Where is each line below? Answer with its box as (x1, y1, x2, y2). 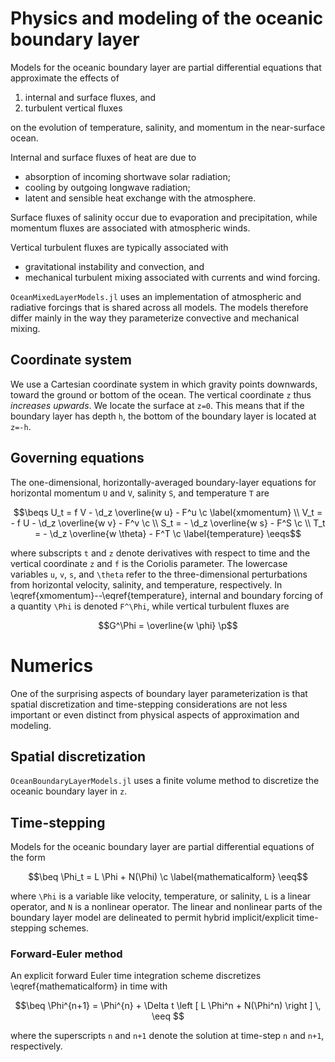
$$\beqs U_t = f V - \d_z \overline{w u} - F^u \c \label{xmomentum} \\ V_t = (13, 506, 323, 518)
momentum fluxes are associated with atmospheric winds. (10, 222, 251, 234)
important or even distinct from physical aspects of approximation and (10, 708, 300, 721)
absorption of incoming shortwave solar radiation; (24, 170, 231, 182)
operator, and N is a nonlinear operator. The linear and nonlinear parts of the (10, 901, 323, 913)
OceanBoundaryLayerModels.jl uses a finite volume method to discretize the (10, 775, 320, 787)
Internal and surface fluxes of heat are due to (10, 151, 197, 163)
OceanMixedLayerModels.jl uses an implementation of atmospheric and (10, 290, 302, 302)
